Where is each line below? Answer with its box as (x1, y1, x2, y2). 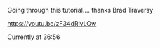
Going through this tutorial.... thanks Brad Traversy (7, 6, 154, 14)
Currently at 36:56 (7, 33, 61, 41)
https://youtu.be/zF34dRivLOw (7, 19, 97, 27)
